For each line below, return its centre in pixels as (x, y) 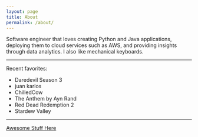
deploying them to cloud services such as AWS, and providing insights (92, 45)
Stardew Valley (33, 111)
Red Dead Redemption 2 (44, 105)
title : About (22, 17)
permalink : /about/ (30, 22)
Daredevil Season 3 (38, 80)
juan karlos (28, 86)
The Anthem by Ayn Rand (45, 99)
